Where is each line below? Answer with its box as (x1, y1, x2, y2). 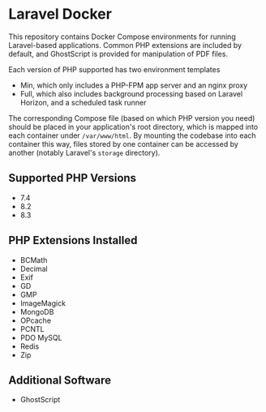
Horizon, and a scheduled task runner (19, 97, 147, 107)
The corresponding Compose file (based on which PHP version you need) (8, 113, 255, 122)
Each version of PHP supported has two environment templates (8, 64, 221, 74)
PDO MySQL (19, 333, 62, 342)
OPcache (19, 315, 51, 325)
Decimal (19, 264, 48, 273)
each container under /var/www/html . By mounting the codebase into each (8, 131, 257, 140)
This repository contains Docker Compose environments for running (8, 32, 237, 41)
